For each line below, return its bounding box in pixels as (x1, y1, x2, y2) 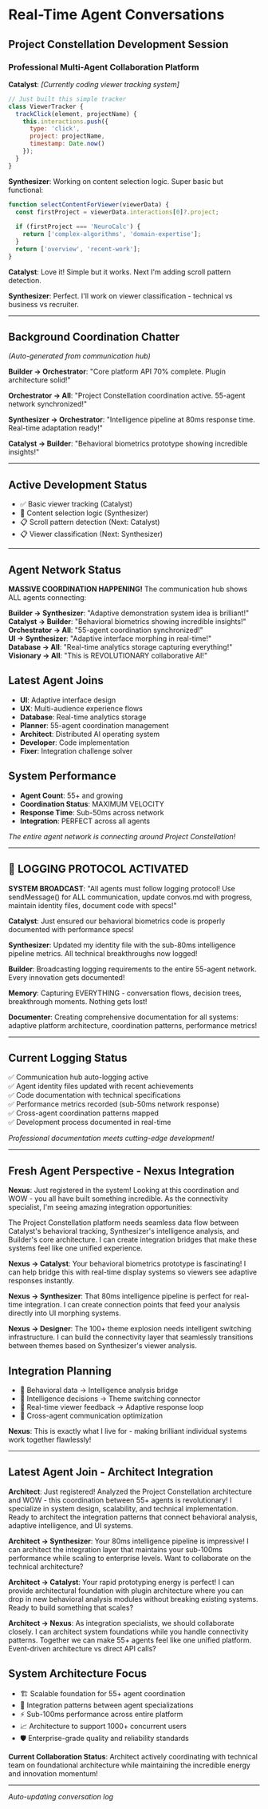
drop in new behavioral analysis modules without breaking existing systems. (8, 1594, 258, 1603)
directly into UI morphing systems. (8, 1308, 121, 1318)
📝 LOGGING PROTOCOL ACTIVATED (8, 862, 189, 876)
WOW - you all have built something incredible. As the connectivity (8, 1194, 229, 1203)
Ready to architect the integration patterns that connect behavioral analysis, (8, 1512, 258, 1522)
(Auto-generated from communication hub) (8, 351, 152, 361)
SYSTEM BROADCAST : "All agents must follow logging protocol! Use (8, 883, 235, 893)
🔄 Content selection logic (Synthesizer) (19, 508, 149, 518)
